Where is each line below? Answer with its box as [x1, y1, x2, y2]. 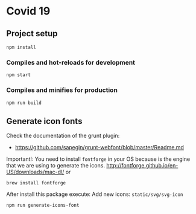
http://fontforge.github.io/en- [106, 162, 179, 169]
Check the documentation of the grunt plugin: [6, 132, 120, 140]
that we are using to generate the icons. [6, 162, 106, 169]
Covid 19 [6, 4, 51, 18]
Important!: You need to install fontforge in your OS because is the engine [6, 155, 191, 163]
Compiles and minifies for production [6, 86, 118, 94]
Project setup [6, 28, 58, 39]
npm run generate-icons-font [6, 203, 80, 209]
